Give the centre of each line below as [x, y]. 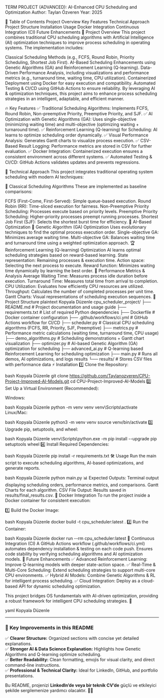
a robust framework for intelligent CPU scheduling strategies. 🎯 [69, 601]
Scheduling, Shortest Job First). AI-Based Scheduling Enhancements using [80, 62]
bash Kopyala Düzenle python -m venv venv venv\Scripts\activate [71, 407]
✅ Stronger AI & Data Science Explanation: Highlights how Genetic [73, 649]
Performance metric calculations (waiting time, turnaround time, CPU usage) [82, 333]
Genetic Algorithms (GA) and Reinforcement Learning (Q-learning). [72, 67]
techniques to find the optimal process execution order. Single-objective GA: [82, 232]
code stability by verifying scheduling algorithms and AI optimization [74, 554]
